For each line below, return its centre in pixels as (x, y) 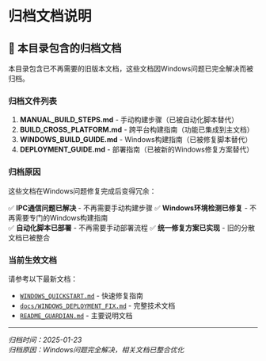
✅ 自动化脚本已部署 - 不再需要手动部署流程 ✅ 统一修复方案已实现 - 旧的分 (128, 228)
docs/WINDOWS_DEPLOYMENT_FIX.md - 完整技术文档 (97, 305)
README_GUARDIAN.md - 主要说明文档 (76, 315)
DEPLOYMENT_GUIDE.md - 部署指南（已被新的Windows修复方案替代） (137, 150)
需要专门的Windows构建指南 (61, 217)
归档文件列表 (33, 101)
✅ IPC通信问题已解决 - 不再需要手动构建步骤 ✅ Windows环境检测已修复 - (128, 208)
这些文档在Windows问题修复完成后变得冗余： (82, 190)
